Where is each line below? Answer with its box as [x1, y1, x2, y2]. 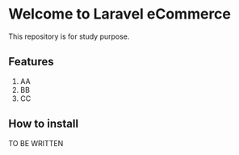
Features [8, 55, 54, 69]
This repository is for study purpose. [8, 31, 130, 41]
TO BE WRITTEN [8, 138, 64, 148]
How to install [8, 117, 79, 131]
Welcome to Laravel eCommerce [8, 5, 232, 23]
